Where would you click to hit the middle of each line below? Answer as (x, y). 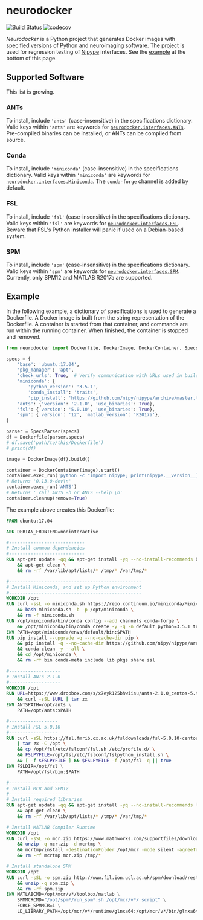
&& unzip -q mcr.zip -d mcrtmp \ (59, 844)
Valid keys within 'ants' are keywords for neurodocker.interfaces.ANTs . (96, 127)
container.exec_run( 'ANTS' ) (42, 487)
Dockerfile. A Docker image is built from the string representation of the (95, 317)
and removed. (24, 336)
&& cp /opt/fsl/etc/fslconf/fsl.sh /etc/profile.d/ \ (86, 750)
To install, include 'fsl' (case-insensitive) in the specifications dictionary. (98, 217)
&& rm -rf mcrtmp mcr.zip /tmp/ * (59, 855)
